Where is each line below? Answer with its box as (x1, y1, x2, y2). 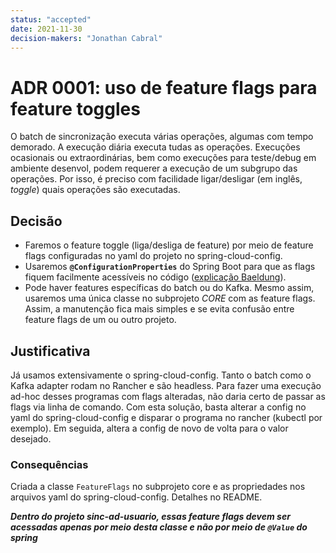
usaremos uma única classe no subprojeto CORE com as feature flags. (24, 292, 316, 305)
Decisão (10, 212, 63, 230)
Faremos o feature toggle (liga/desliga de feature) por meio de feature (24, 239, 314, 251)
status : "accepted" (10, 14, 92, 25)
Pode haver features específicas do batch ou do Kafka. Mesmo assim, (24, 282, 315, 294)
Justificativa (10, 342, 91, 360)
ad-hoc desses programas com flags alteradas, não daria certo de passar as (10, 390, 326, 402)
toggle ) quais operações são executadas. (10, 184, 181, 196)
